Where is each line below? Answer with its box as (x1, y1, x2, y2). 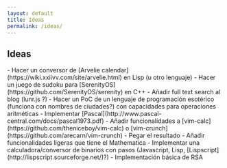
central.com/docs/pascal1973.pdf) (7, 117, 104, 125)
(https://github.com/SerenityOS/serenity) (7, 88, 123, 96)
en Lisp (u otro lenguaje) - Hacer (123, 73, 216, 82)
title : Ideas (7, 16, 45, 23)
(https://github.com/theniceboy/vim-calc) (7, 124, 125, 132)
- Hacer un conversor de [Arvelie (7, 66, 101, 74)
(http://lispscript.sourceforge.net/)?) (7, 153, 110, 161)
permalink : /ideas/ (7, 23, 63, 29)
